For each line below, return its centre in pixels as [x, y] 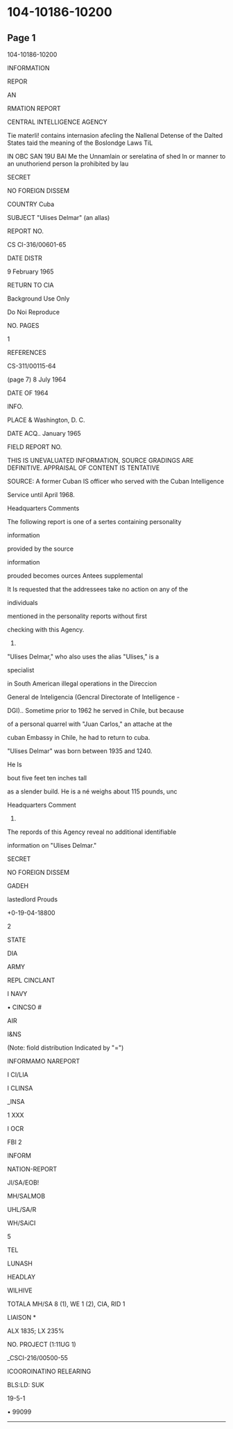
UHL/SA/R [22, 1209]
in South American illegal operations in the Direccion [82, 684]
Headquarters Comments [43, 508]
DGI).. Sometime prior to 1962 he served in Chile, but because [96, 710]
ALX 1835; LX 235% [36, 1331]
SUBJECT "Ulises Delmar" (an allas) [59, 218]
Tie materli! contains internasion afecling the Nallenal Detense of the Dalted [115, 135]
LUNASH [20, 1263]
